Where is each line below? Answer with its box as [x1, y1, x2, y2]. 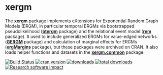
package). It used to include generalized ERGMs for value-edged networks [5, 34, 157, 39]
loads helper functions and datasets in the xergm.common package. [5, 49, 145, 55]
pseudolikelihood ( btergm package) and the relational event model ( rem [5, 28, 152, 34]
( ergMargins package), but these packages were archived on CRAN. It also [5, 44, 159, 50]
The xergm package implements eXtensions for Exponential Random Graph [5, 18, 159, 24]
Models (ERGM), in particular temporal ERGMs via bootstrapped [5, 23, 134, 29]
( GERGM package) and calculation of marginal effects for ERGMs [5, 38, 137, 44]
